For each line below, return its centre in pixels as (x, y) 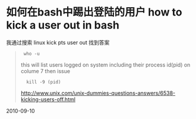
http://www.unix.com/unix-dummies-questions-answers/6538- (98, 93)
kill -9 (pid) (44, 82)
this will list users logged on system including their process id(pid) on (105, 65)
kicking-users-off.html (48, 99)
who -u (31, 54)
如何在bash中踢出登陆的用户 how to (94, 12)
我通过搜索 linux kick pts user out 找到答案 (58, 42)
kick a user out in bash (63, 25)
